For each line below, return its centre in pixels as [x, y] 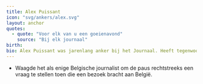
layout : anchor [25, 23]
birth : [14, 46]
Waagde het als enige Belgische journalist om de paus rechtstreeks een [104, 68]
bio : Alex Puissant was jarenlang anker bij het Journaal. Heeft [90, 51]
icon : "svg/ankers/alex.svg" [43, 17]
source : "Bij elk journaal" [52, 40]
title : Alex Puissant [34, 12]
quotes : [16, 28]
